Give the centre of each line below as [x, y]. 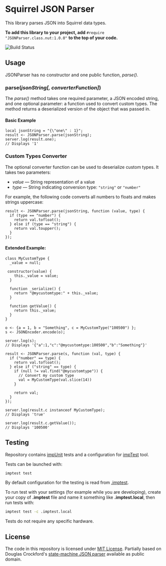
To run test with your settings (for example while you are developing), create [83, 492]
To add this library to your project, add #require [55, 32]
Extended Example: [26, 248]
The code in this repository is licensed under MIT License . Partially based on [83, 549]
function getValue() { [33, 306]
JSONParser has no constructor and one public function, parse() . [72, 75]
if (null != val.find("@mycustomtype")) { [58, 371]
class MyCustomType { [28, 258]
